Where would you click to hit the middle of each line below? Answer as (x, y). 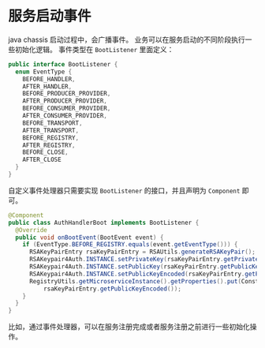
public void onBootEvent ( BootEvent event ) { (90, 238)
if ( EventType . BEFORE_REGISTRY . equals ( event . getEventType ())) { (130, 245)
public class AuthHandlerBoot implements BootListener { (104, 223)
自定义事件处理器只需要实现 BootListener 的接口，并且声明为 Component (124, 190)
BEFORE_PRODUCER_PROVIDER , (67, 94)
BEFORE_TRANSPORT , (52, 123)
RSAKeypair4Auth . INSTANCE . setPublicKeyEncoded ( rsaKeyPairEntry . (137, 274)
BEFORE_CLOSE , (45, 152)
